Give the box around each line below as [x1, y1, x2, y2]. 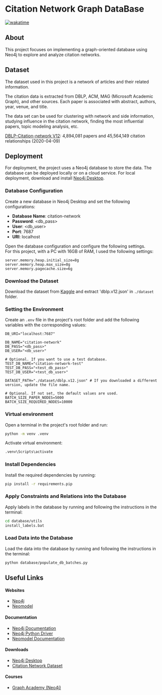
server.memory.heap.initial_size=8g [5, 258, 79, 263]
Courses [5, 674, 23, 679]
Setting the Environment [5, 305, 64, 312]
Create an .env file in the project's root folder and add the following [5, 317, 140, 323]
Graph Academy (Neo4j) [12, 684, 62, 690]
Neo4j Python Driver [12, 630, 53, 636]
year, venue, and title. [5, 104, 49, 109]
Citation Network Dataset [12, 662, 63, 668]
